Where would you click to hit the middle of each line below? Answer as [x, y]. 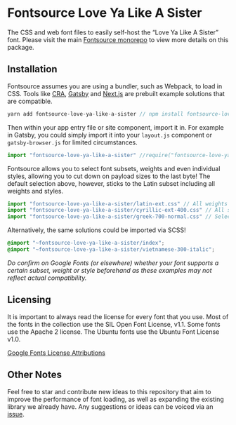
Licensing [29, 300]
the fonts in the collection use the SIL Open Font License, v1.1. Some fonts [114, 324]
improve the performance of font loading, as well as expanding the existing [116, 399]
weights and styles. [35, 191]
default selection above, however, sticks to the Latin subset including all [111, 183]
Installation [32, 69]
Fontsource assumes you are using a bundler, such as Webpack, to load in [115, 86]
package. [21, 47]
